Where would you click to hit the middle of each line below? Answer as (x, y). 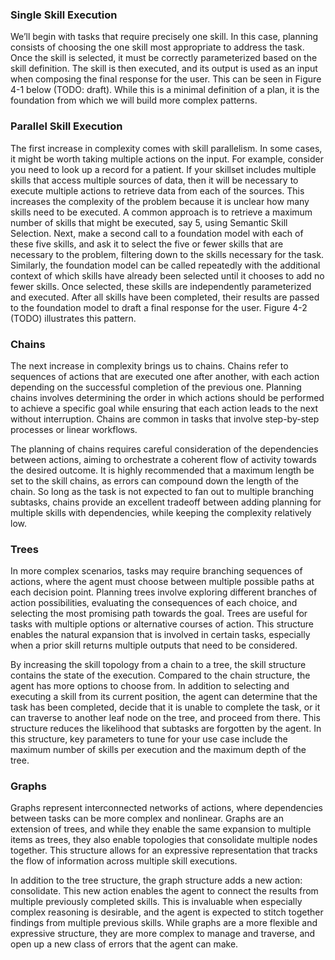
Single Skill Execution (64, 15)
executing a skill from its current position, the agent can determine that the (164, 697)
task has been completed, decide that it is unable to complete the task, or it (165, 707)
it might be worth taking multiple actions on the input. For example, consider (167, 159)
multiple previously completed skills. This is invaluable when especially (156, 902)
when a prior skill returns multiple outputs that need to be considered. (154, 645)
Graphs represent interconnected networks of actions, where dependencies (166, 808)
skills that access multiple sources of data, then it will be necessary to (154, 180)
